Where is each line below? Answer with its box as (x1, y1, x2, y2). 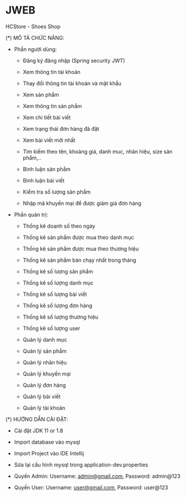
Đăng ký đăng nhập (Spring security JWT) (22, 57, 126, 64)
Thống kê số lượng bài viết (22, 290, 87, 297)
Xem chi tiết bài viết (22, 114, 71, 121)
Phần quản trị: (13, 211, 48, 218)
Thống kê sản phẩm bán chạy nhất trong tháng (22, 256, 136, 263)
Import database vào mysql (13, 438, 80, 445)
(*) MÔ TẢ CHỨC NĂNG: (5, 34, 65, 41)
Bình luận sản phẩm (22, 165, 71, 173)
